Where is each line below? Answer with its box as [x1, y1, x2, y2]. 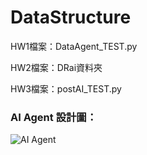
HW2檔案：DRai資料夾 [10, 61, 103, 73]
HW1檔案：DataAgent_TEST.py [10, 40, 138, 52]
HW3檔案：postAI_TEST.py [10, 82, 122, 95]
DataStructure [10, 6, 132, 29]
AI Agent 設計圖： [10, 110, 98, 124]
